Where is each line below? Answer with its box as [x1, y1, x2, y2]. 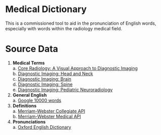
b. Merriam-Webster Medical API [12, 113, 81, 119]
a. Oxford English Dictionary [12, 124, 71, 130]
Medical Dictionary [5, 4, 87, 15]
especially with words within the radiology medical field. [5, 25, 123, 31]
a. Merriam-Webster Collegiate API [12, 108, 85, 114]
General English [12, 92, 47, 98]
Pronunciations [12, 118, 46, 124]
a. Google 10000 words [12, 97, 62, 103]
